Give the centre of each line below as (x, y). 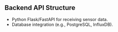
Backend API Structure (40, 8)
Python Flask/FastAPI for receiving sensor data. (60, 19)
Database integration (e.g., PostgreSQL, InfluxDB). (62, 24)
